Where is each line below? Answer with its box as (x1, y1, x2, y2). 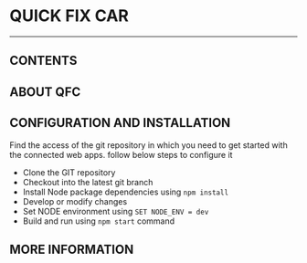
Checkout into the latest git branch (22, 176, 153, 187)
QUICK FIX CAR (9, 5, 130, 26)
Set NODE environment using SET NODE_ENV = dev (22, 205, 209, 216)
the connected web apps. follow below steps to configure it (9, 149, 233, 160)
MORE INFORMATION (9, 241, 134, 257)
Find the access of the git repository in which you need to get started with (9, 139, 288, 151)
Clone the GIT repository (22, 166, 116, 178)
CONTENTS (9, 53, 78, 68)
